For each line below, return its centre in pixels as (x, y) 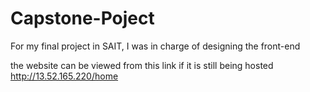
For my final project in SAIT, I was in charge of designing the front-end (155, 46)
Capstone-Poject (82, 18)
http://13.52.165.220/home (64, 76)
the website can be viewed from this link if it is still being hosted (142, 65)
